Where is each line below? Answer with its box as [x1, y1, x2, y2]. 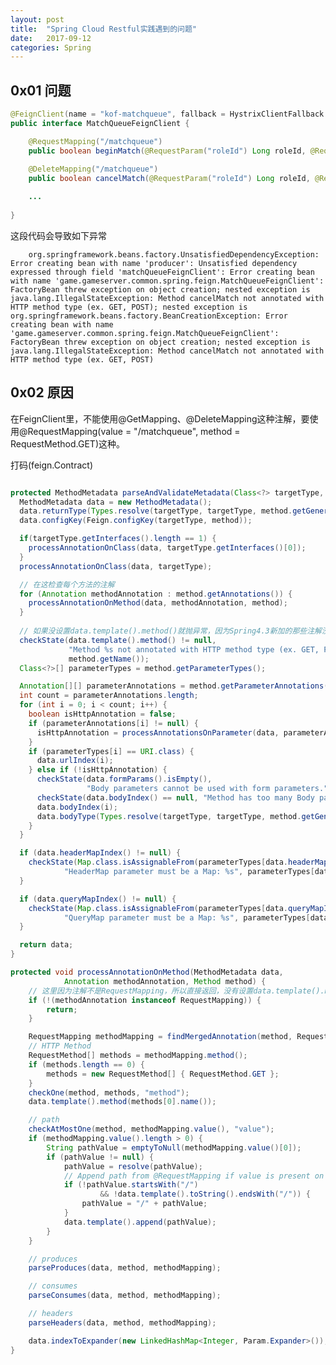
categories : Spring [10, 42, 92, 53]
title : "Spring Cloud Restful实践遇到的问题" [10, 24, 198, 34]
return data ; [19, 940, 74, 950]
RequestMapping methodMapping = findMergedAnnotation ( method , [28, 1032, 293, 1042]
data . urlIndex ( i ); [36, 756, 114, 766]
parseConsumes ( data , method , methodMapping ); [28, 1291, 222, 1301]
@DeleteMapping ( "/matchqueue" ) [28, 164, 159, 175]
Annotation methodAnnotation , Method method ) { [63, 976, 267, 986]
